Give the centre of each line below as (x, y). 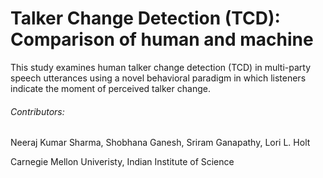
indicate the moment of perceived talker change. (110, 88)
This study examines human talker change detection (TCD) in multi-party (161, 67)
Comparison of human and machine (162, 39)
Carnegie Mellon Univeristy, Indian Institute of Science (122, 162)
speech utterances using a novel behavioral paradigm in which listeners (158, 78)
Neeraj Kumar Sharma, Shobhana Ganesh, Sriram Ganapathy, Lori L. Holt (160, 143)
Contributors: (37, 111)
